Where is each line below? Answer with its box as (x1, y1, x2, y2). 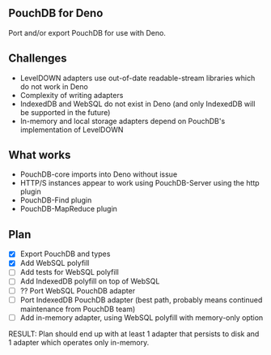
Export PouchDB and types (19, 249, 111, 259)
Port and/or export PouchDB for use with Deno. (8, 28, 166, 37)
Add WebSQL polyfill (19, 259, 90, 268)
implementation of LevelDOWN (19, 125, 124, 135)
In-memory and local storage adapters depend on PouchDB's (19, 116, 226, 126)
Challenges (8, 52, 67, 66)
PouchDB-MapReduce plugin (19, 204, 117, 214)
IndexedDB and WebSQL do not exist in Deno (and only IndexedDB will (19, 99, 256, 109)
